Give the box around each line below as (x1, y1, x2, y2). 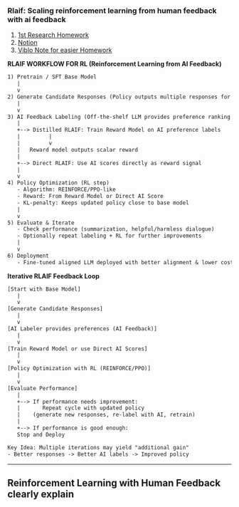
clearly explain (7, 488, 75, 500)
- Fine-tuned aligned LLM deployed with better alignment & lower (16, 258, 218, 266)
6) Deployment (7, 252, 50, 259)
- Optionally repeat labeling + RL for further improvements (16, 232, 202, 240)
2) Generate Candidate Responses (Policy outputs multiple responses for (7, 93, 231, 100)
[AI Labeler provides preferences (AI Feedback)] (7, 325, 158, 333)
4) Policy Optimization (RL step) (7, 179, 110, 187)
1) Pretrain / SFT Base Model (7, 73, 97, 80)
